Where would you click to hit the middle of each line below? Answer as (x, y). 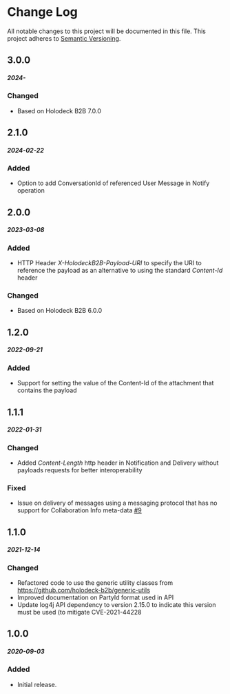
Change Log (42, 12)
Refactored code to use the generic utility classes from (95, 582)
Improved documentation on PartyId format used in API (95, 597)
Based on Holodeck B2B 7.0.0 (59, 110)
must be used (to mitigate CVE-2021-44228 (79, 612)
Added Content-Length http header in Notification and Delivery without (118, 463)
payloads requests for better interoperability (80, 470)
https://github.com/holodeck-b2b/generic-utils (83, 590)
